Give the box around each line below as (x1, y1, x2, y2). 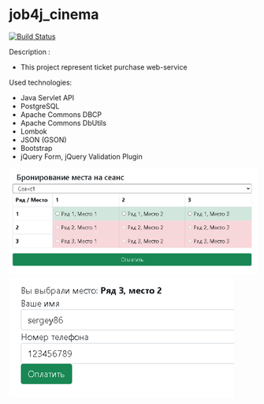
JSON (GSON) (20, 134, 67, 144)
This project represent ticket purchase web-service (20, 62, 188, 72)
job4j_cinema (9, 6, 99, 24)
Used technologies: (9, 77, 73, 87)
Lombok (20, 126, 48, 136)
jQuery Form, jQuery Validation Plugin (20, 152, 143, 161)
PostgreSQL (20, 101, 60, 111)
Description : (9, 47, 50, 56)
